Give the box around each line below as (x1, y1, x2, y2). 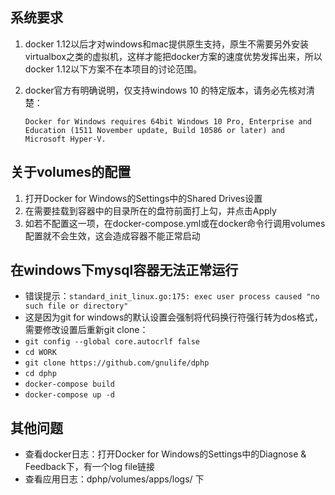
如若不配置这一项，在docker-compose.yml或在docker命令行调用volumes (24, 217, 326, 229)
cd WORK (24, 348, 57, 358)
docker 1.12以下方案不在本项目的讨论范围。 (24, 63, 203, 75)
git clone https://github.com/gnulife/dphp (24, 358, 210, 368)
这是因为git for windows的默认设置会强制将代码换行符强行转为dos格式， (24, 311, 323, 323)
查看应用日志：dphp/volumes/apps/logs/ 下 (24, 473, 205, 485)
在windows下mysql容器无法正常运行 (10, 262, 239, 279)
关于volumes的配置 (10, 164, 132, 181)
